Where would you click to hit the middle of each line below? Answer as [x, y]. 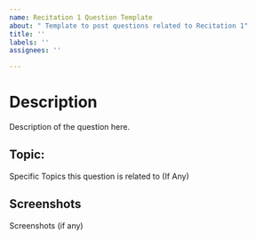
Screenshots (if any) [46, 225]
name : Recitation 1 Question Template [81, 17]
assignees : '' [36, 51]
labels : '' [29, 42]
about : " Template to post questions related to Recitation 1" [129, 26]
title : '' [28, 34]
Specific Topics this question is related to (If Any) [99, 176]
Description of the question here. [70, 127]
